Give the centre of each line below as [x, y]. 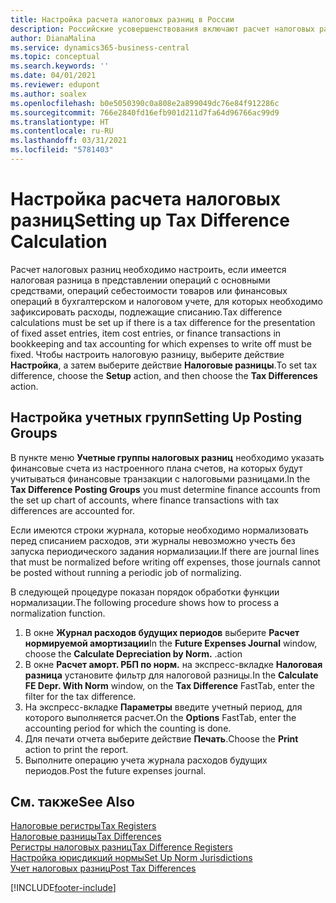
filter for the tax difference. [80, 696]
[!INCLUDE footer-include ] [63, 888]
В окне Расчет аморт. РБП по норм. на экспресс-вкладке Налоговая [173, 664]
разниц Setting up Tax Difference [150, 220]
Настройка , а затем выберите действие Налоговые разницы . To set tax [164, 365]
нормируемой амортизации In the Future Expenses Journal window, [171, 643]
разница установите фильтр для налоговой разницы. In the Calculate [171, 675]
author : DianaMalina [53, 38]
